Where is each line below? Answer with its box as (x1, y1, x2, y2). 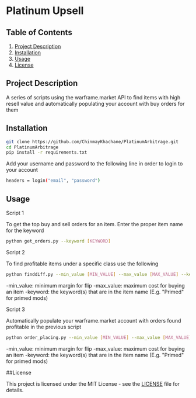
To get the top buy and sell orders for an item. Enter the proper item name (6, 220, 184, 227)
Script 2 (6, 248, 25, 255)
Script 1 (6, 209, 24, 216)
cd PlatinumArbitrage (6, 144, 59, 150)
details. (6, 386, 24, 393)
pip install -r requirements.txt (6, 150, 87, 155)
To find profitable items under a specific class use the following (6, 260, 159, 267)
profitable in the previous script (6, 323, 82, 330)
